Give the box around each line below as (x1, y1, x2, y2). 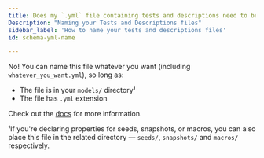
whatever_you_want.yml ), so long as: (8, 70, 124, 79)
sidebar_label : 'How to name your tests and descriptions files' (8, 26, 226, 34)
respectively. (8, 141, 49, 150)
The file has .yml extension (19, 94, 108, 103)
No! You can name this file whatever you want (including (8, 62, 191, 72)
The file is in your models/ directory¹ (19, 86, 136, 95)
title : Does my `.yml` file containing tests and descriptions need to (8, 11, 247, 20)
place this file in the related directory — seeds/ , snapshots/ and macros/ (8, 133, 239, 142)
